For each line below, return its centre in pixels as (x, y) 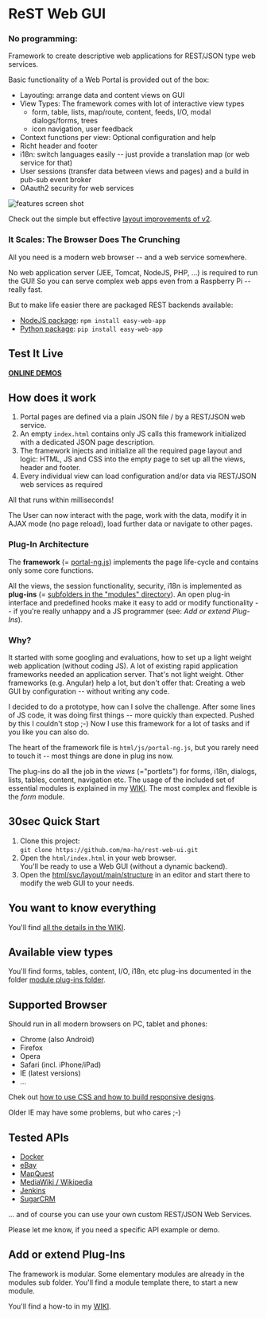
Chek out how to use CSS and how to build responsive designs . (112, 1097)
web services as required (61, 484)
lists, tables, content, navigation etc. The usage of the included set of (122, 780)
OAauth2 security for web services (77, 189)
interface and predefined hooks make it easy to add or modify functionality (131, 602)
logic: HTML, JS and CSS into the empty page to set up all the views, (132, 459)
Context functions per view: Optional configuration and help (118, 138)
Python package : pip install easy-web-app (91, 329)
